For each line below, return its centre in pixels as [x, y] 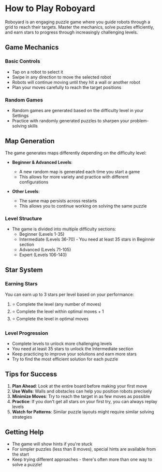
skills [33, 126]
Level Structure [23, 218]
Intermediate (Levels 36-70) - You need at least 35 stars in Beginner [87, 239]
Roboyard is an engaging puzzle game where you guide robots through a [78, 22]
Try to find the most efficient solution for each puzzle [65, 359]
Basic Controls [22, 61]
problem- [140, 121]
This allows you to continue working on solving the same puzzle [83, 206]
